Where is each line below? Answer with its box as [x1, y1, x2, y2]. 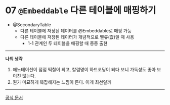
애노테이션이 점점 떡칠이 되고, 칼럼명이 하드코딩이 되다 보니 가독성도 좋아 [12, 66, 156, 72]
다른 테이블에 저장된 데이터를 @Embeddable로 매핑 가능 [20, 27, 132, 33]
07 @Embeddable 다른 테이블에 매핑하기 [5, 5, 156, 16]
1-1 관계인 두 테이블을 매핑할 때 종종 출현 [27, 40, 108, 46]
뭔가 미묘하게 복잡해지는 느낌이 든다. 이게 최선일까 [12, 79, 111, 85]
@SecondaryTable [12, 21, 52, 28]
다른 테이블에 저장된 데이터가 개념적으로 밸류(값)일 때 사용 [20, 34, 135, 40]
